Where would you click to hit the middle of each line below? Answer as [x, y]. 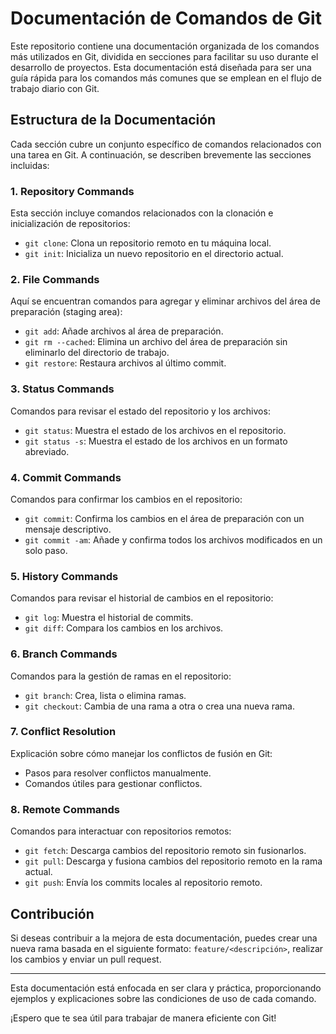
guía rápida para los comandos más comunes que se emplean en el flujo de [166, 78]
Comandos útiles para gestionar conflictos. [113, 783]
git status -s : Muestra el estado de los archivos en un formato [156, 441]
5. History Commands [64, 576]
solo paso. [46, 550]
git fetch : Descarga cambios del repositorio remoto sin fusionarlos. [165, 851]
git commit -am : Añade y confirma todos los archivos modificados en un [173, 539]
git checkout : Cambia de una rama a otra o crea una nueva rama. [159, 706]
